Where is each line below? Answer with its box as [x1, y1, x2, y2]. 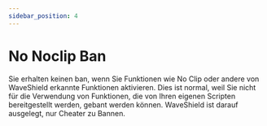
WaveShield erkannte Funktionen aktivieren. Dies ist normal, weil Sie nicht [8, 82, 256, 92]
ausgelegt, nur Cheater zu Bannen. [8, 108, 126, 118]
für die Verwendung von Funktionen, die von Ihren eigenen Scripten [8, 91, 236, 101]
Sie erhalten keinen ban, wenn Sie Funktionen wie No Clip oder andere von [8, 74, 260, 84]
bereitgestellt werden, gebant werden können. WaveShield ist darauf [8, 99, 239, 110]
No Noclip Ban [8, 46, 107, 65]
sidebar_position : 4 [8, 11, 79, 20]
